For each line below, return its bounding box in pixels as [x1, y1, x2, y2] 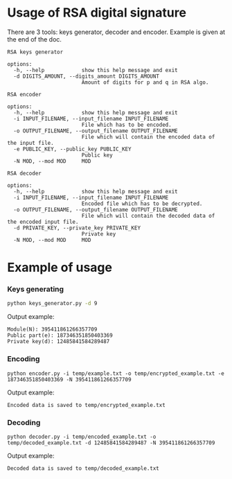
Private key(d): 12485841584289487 [7, 338, 110, 345]
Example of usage [7, 260, 113, 275]
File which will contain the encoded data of [81, 133, 215, 140]
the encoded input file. [7, 218, 79, 225]
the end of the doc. [7, 35, 62, 43]
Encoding [7, 354, 40, 364]
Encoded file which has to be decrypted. [81, 200, 203, 207]
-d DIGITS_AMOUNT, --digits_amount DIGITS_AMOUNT [13, 73, 159, 80]
